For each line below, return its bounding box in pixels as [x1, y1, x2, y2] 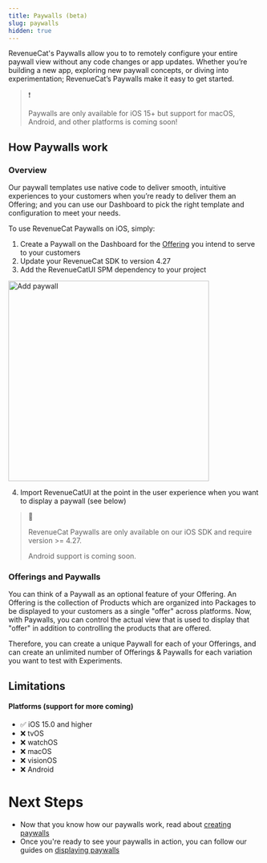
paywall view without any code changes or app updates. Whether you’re [8, 57, 248, 67]
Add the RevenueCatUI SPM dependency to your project [19, 265, 207, 275]
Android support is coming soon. [27, 551, 136, 561]
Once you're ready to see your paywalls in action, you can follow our [19, 837, 247, 846]
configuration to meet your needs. [8, 208, 121, 218]
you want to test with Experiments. [8, 656, 123, 666]
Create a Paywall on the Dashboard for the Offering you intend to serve [19, 240, 255, 249]
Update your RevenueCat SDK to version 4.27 [19, 256, 171, 266]
